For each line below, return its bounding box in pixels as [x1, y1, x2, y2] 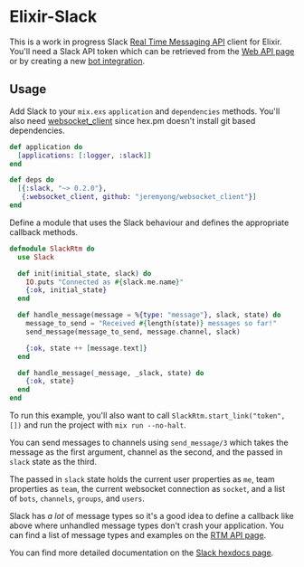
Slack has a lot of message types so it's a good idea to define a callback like [9, 511, 294, 521]
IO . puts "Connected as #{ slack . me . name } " [25, 278, 184, 287]
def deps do [9, 175, 54, 184]
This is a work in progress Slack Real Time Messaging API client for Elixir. [9, 36, 282, 47]
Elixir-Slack [9, 6, 98, 27]
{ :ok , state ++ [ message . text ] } [25, 344, 147, 353]
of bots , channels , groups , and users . [9, 493, 145, 504]
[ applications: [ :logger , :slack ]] [17, 151, 152, 160]
